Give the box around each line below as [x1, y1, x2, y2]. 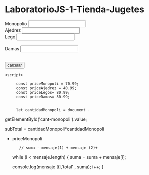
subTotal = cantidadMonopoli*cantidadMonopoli [5, 126, 104, 132]
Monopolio [5, 20, 27, 26]
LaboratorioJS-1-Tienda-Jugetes [5, 4, 145, 15]
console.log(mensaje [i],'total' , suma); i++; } [12, 164, 104, 170]
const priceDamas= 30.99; [16, 94, 70, 99]
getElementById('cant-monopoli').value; [5, 116, 87, 122]
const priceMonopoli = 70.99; [16, 81, 79, 86]
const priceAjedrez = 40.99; [16, 85, 77, 91]
